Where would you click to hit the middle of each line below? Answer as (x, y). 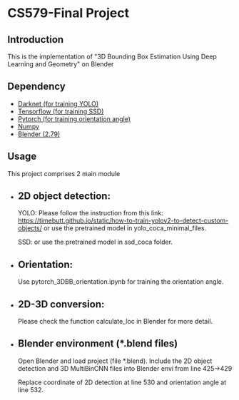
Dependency (36, 87)
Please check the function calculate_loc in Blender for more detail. (115, 322)
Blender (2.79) (39, 134)
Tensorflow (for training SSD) (61, 111)
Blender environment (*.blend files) (98, 344)
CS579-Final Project (68, 13)
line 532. (31, 389)
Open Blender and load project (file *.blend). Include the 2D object (115, 361)
